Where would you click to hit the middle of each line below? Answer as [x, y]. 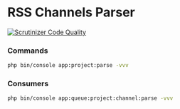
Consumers [28, 84]
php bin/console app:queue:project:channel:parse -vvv [90, 98]
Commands [28, 51]
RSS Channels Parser [71, 12]
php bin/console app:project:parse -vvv [68, 66]
